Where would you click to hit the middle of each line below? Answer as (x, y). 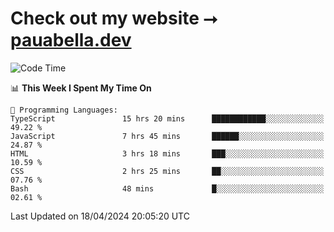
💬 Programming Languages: (64, 110)
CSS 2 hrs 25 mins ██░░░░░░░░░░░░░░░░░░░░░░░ (167, 171)
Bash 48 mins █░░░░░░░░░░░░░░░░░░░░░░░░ (167, 188)
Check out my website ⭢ (114, 18)
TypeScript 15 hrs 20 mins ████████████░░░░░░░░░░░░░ (167, 118)
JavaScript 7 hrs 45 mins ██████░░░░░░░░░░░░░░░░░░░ (167, 136)
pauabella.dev (71, 40)
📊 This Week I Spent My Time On (81, 88)
